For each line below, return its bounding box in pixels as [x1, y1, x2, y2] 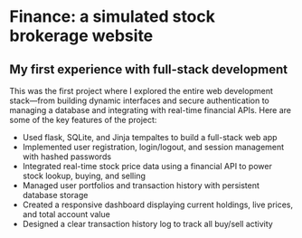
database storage [22, 190, 89, 200]
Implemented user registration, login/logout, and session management [22, 142, 285, 152]
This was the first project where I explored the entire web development [9, 86, 273, 96]
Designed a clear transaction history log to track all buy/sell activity [22, 219, 273, 229]
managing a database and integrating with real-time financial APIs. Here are [9, 105, 292, 115]
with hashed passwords [22, 151, 111, 162]
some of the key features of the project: [9, 115, 157, 125]
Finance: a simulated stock [9, 6, 215, 27]
